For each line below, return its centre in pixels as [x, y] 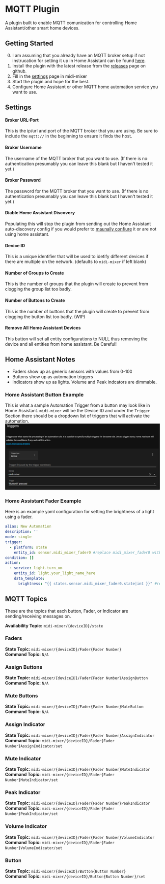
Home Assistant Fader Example [43, 501]
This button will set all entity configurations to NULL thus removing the [76, 339]
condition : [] [20, 557]
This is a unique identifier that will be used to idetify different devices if [77, 257]
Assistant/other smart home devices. [42, 28]
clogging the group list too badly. [39, 289]
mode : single [18, 537]
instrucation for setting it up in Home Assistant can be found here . [79, 61]
